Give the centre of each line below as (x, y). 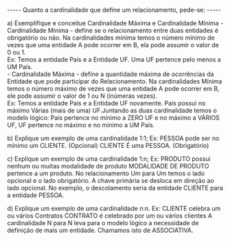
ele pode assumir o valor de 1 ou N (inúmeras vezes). (82, 96)
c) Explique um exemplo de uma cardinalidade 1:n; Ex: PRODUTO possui (109, 159)
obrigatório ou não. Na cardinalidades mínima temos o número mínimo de (111, 38)
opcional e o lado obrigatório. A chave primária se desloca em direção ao (111, 180)
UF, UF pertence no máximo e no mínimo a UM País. (81, 125)
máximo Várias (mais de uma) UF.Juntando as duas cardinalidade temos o (112, 110)
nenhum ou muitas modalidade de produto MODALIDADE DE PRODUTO (108, 166)
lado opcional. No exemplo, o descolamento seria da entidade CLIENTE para (115, 188)
